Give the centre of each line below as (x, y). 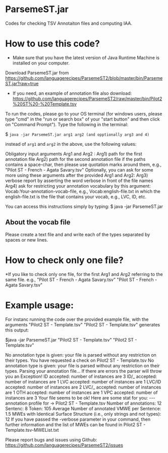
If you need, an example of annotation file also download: (72, 93)
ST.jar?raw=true (22, 83)
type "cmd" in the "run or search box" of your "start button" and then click (82, 119)
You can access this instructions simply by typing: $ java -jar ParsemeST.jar (84, 206)
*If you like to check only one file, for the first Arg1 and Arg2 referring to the (84, 274)
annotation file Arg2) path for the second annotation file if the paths (75, 159)
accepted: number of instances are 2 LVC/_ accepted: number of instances (83, 387)
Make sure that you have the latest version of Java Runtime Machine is (86, 58)
